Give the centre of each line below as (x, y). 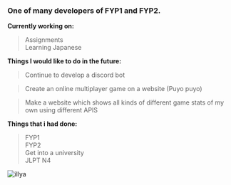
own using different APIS (61, 110)
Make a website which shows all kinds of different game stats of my (124, 102)
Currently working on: (41, 26)
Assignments (44, 40)
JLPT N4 (38, 160)
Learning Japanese (53, 48)
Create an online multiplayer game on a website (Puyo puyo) (113, 89)
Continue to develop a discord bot (75, 75)
